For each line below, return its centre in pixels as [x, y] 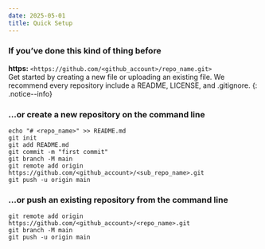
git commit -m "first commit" [58, 152]
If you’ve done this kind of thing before [85, 51]
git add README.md [39, 145]
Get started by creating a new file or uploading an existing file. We [117, 77]
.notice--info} [31, 93]
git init [23, 138]
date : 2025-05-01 [37, 16]
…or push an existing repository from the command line [118, 200]
